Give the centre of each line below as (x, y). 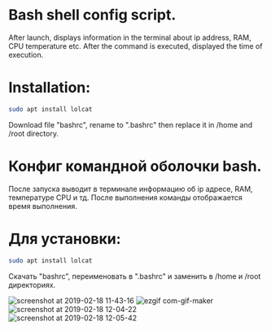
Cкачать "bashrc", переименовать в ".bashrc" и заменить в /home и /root (135, 276)
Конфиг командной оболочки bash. (135, 166)
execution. (26, 54)
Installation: (50, 88)
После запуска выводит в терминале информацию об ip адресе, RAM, (131, 189)
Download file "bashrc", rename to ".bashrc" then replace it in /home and (131, 124)
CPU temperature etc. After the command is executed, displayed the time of (135, 46)
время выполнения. (43, 206)
